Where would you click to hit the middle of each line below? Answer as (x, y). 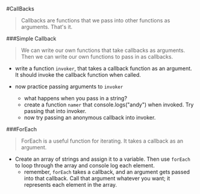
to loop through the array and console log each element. (85, 165)
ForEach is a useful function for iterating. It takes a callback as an (102, 141)
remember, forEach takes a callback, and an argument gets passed (107, 172)
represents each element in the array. (70, 185)
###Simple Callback (31, 38)
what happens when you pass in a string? (76, 98)
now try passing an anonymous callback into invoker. (90, 118)
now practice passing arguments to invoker (69, 86)
